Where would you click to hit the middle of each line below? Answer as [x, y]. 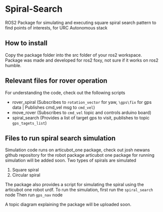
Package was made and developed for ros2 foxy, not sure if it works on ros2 [82, 60]
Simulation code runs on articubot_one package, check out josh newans [78, 150]
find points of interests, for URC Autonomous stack [56, 27]
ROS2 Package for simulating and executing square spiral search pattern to [81, 23]
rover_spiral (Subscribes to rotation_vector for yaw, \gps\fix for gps [82, 102]
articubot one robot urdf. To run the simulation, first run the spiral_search [79, 190]
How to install [26, 43]
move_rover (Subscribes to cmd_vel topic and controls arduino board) [82, 112]
